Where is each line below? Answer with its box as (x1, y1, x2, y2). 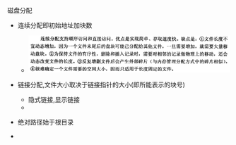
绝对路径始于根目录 (17, 118, 74, 126)
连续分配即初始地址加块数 (17, 21, 93, 30)
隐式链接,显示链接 (28, 95, 80, 103)
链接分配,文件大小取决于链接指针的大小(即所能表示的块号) (17, 80, 186, 89)
